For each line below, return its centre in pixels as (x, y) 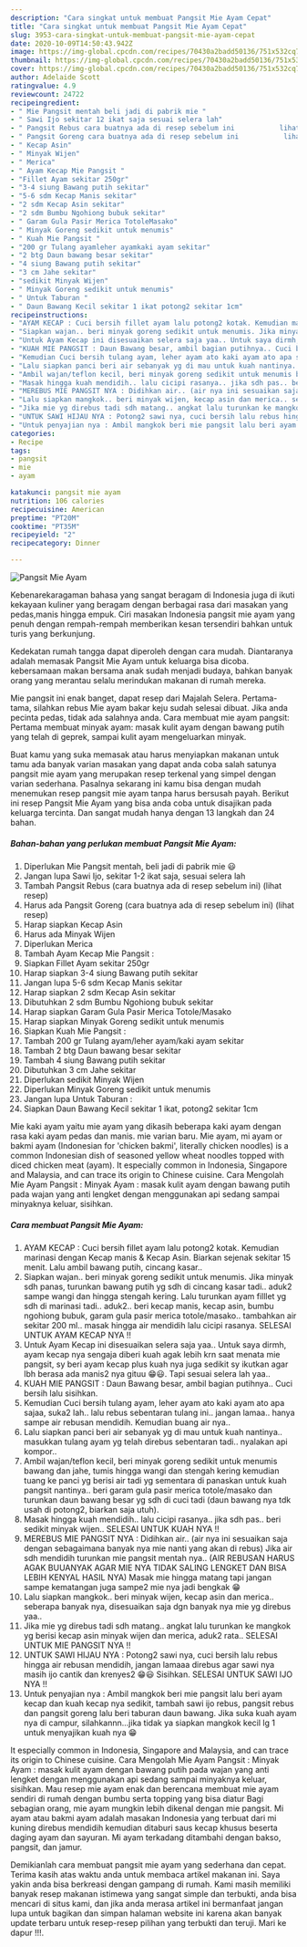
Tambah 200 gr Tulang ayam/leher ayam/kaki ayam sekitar (133, 1040)
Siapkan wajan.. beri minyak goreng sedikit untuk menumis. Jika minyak (159, 1276)
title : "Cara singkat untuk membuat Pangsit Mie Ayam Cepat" (129, 26)
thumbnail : (31, 60)
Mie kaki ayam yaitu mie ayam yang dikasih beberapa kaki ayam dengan (146, 1126)
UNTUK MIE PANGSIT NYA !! (77, 1645)
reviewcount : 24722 (47, 94)
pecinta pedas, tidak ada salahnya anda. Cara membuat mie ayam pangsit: (150, 718)
